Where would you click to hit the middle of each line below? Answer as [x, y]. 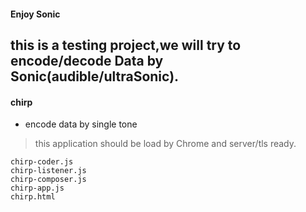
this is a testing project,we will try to [126, 45]
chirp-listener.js [48, 171]
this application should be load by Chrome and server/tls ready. [165, 144]
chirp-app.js [37, 188]
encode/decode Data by [87, 60]
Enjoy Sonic [35, 14]
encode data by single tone [81, 124]
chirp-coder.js [42, 162]
